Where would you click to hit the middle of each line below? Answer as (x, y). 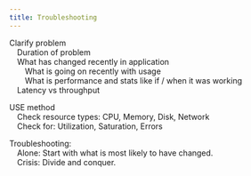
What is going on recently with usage (93, 71)
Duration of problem (54, 52)
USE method (32, 107)
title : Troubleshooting (53, 17)
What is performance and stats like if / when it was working (134, 80)
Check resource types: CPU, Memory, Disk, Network (113, 116)
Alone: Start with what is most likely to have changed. (115, 153)
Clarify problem (38, 43)
